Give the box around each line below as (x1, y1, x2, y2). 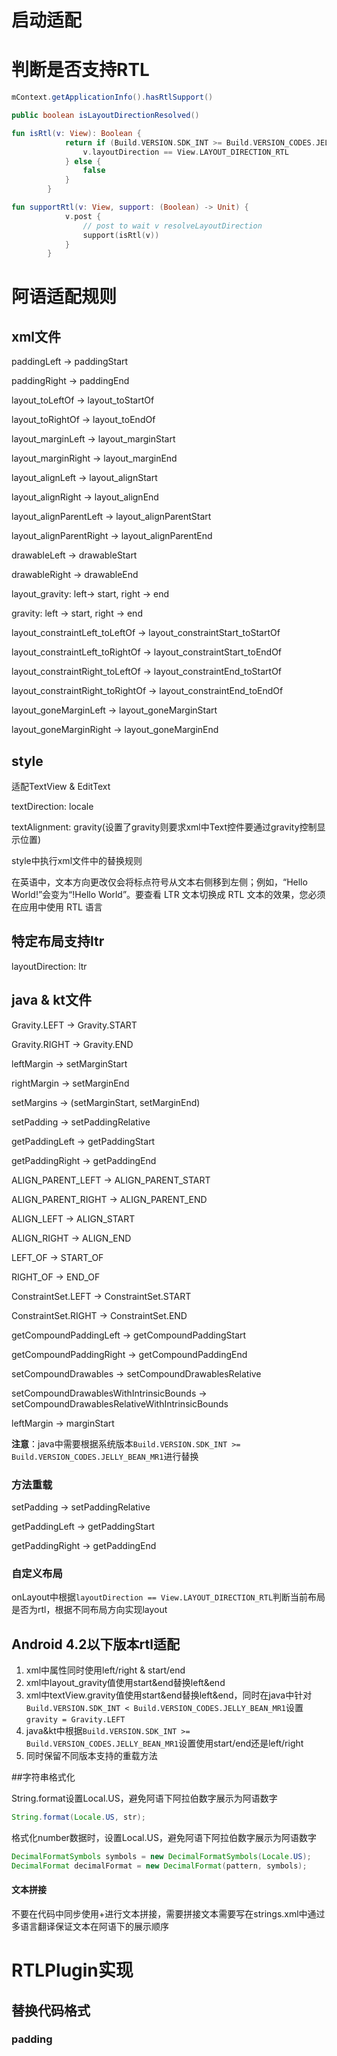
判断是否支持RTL (11, 59, 150, 81)
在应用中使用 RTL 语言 (11, 901, 103, 913)
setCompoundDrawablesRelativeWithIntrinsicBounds (11, 1397, 229, 1410)
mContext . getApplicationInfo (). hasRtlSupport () (11, 92, 214, 103)
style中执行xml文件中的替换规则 (11, 855, 143, 867)
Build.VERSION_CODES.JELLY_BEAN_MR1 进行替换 (11, 1450, 199, 1462)
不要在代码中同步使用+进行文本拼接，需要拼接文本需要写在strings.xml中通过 (11, 1907, 326, 1920)
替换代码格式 (11, 2002, 91, 2019)
